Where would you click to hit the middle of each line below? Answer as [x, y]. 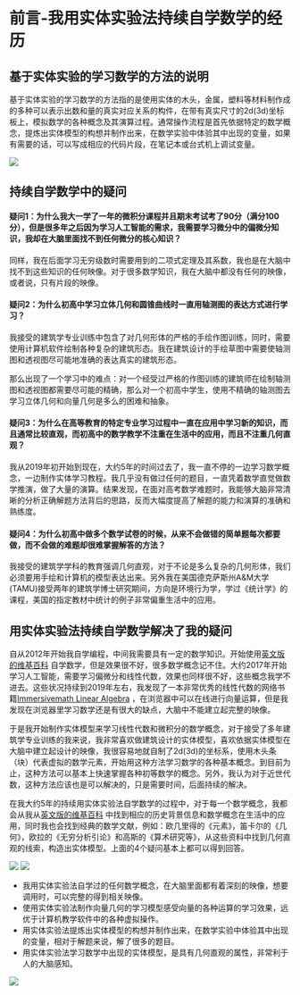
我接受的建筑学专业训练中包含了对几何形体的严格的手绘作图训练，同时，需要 [150, 337]
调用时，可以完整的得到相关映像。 [85, 897]
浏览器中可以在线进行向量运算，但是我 [217, 698]
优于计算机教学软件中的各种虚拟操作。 [92, 919]
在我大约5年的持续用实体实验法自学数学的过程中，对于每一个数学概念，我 [145, 804]
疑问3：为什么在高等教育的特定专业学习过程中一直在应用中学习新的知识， [145, 423]
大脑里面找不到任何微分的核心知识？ [114, 238]
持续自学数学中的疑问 [68, 192]
